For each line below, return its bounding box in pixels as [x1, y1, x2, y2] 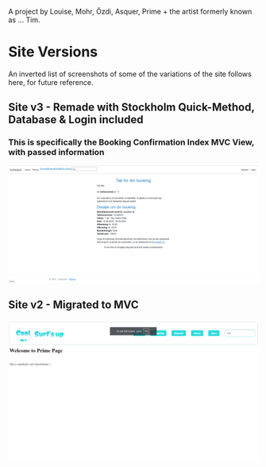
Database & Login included [8, 113, 144, 126]
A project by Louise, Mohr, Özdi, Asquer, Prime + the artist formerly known [8, 7, 253, 16]
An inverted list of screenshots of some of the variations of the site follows [8, 69, 252, 79]
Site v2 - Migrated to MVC [8, 298, 139, 312]
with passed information [8, 147, 105, 158]
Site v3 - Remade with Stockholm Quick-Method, [8, 101, 255, 114]
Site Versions [8, 43, 98, 61]
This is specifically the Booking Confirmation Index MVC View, [8, 137, 255, 148]
